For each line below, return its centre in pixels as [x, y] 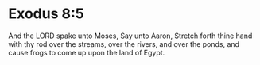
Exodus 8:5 [47, 14]
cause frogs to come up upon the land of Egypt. [87, 52]
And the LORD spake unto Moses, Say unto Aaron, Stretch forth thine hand [130, 36]
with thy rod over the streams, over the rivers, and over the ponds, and [124, 44]
